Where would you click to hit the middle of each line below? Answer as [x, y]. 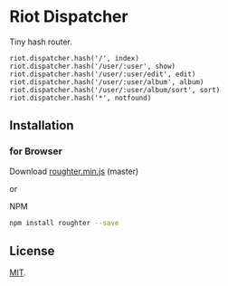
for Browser [36, 151]
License [32, 251]
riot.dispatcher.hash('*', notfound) [81, 98]
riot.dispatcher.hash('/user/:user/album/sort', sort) [115, 90]
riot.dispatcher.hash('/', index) [75, 58]
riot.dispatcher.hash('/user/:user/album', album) [107, 82]
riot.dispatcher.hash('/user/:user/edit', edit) [103, 74]
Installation [42, 125]
